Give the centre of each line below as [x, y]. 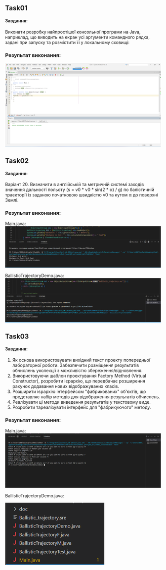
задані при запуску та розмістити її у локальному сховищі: [67, 42]
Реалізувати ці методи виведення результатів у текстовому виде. [81, 402]
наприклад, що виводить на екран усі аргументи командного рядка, [77, 37]
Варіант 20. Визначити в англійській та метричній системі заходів [75, 185]
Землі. [12, 200]
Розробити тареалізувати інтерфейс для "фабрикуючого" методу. [82, 407]
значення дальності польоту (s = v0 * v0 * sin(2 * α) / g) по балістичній [80, 190]
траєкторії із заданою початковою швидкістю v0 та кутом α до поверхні [82, 195]
